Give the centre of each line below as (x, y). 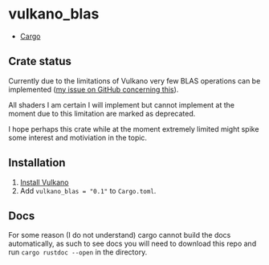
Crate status (40, 61)
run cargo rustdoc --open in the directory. (78, 252)
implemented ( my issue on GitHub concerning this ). (94, 89)
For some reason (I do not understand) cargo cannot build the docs (120, 235)
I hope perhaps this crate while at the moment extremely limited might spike (134, 128)
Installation (37, 163)
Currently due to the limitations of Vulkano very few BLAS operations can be (134, 80)
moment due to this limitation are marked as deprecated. (102, 113)
